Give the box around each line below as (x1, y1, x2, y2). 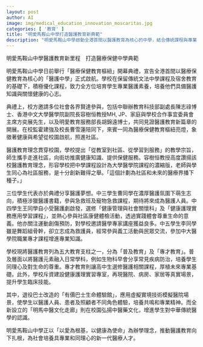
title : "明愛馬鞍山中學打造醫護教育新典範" (6, 32, 103, 38)
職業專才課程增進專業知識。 (16, 235, 86, 242)
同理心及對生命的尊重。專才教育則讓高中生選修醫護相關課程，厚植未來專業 (6, 263, 192, 270)
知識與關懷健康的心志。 (6, 90, 65, 97)
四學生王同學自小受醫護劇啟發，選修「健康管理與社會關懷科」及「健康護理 (6, 204, 192, 212)
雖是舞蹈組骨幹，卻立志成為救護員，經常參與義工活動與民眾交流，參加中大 (6, 227, 192, 234)
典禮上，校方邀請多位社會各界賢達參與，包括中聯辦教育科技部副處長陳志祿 (6, 103, 192, 110)
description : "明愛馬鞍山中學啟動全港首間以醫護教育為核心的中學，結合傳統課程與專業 (6, 37, 198, 43)
